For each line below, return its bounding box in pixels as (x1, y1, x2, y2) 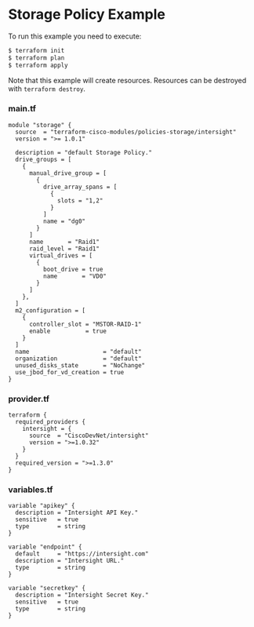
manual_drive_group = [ (28, 169, 107, 177)
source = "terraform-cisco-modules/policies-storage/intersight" (15, 128, 237, 136)
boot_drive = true (42, 265, 103, 273)
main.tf (8, 104, 37, 115)
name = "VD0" (42, 272, 107, 280)
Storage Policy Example (8, 5, 166, 24)
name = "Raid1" (28, 238, 100, 246)
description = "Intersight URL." (15, 557, 125, 565)
